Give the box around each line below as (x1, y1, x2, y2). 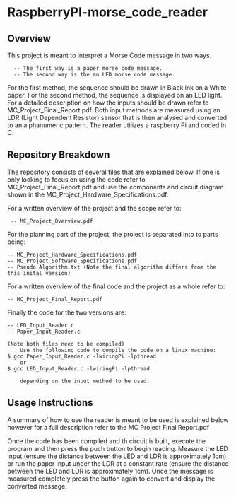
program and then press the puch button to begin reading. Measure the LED (7, 444, 228, 452)
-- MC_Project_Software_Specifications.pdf (7, 257, 138, 264)
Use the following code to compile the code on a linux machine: (20, 346, 217, 353)
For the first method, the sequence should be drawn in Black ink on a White (7, 83, 227, 92)
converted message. (7, 481, 67, 490)
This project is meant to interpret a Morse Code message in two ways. (7, 51, 212, 59)
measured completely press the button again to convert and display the (7, 474, 216, 483)
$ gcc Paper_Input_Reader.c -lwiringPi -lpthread (7, 353, 157, 360)
